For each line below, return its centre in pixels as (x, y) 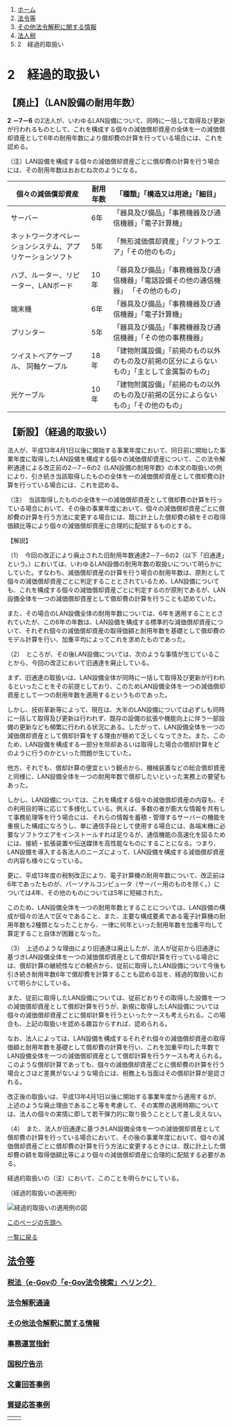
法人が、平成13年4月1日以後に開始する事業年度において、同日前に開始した (113, 450)
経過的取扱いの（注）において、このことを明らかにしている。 (95, 1178)
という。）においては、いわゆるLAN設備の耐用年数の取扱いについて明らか (112, 564)
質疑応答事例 (29, 1405)
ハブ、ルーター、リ (42, 275)
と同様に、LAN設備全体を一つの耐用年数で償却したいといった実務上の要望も (116, 776)
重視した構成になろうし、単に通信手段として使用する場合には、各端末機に (113, 826)
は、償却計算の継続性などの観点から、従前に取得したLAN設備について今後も (116, 965)
